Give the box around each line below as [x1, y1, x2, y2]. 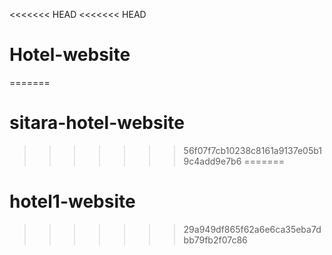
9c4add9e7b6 [183, 155, 242, 167]
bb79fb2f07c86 [183, 234, 248, 246]
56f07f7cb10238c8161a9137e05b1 [183, 144, 323, 156]
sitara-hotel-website [9, 112, 185, 134]
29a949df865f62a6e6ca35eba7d [183, 223, 322, 235]
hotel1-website [9, 190, 136, 213]
